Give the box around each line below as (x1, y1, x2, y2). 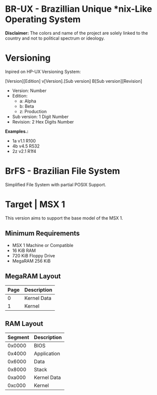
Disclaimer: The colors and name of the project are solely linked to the (5, 30, 148, 36)
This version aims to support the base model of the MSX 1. (5, 215, 124, 221)
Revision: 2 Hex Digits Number (12, 119, 74, 124)
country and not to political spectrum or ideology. (5, 35, 105, 41)
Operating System (5, 14, 81, 25)
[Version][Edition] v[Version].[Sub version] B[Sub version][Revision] (5, 78, 142, 84)
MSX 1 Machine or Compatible (12, 242, 74, 248)
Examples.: (5, 128, 28, 134)
